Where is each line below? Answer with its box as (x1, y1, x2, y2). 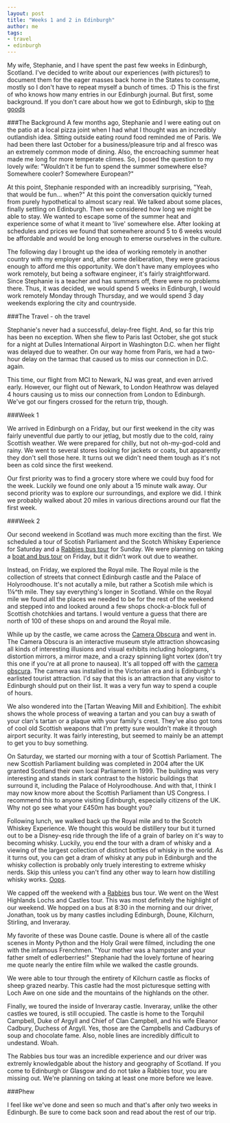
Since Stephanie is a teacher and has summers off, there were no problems (7, 277, 220, 285)
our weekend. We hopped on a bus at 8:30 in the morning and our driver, (7, 904, 214, 911)
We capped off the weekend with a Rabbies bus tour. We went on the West (7, 889, 218, 897)
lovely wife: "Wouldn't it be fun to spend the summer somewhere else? (7, 163, 207, 170)
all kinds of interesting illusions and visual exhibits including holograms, (7, 645, 209, 653)
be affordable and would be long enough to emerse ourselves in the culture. (7, 234, 222, 242)
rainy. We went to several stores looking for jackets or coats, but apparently (7, 446, 221, 454)
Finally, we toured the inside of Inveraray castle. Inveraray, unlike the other (7, 1002, 218, 1010)
